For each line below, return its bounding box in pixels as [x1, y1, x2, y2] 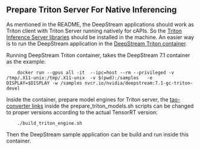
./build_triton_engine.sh [17, 120, 83, 126]
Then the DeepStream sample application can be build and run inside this [6, 130, 189, 138]
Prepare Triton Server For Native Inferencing [6, 5, 177, 15]
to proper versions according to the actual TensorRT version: [6, 108, 158, 116]
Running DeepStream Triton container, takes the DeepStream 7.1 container [6, 51, 190, 59]
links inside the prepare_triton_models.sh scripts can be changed [31, 102, 194, 109]
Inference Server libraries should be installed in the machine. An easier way [6, 33, 195, 41]
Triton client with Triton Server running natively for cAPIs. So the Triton [6, 27, 182, 34]
